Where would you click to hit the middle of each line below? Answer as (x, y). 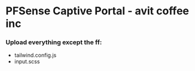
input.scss (27, 61)
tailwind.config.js (35, 55)
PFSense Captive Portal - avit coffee (97, 11)
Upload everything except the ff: (54, 42)
